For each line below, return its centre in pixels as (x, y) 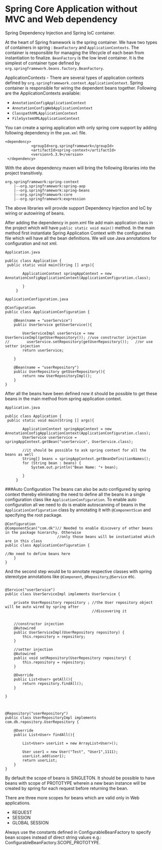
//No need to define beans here (38, 554)
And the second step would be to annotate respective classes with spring (78, 571)
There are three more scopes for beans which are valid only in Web (72, 797)
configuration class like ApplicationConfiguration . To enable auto (71, 499)
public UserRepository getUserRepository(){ (59, 371)
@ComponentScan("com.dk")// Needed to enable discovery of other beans (79, 528)
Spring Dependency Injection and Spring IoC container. (60, 33)
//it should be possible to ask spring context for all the (84, 450)
